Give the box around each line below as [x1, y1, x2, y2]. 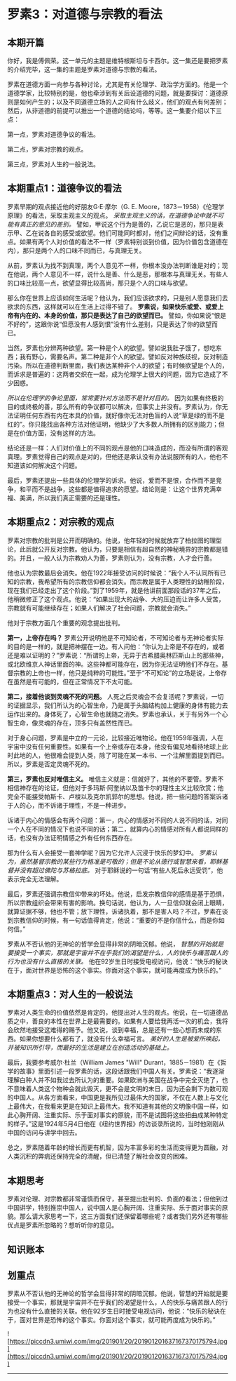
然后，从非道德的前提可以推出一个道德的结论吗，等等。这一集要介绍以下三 [7, 107, 222, 114]
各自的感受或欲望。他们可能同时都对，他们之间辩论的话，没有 [43, 229, 222, 237]
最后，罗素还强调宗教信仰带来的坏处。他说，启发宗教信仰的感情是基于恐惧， [7, 889, 228, 898]
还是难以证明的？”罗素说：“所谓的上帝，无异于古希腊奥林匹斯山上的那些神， [7, 651, 228, 660]
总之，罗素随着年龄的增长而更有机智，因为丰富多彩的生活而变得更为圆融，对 [7, 1143, 228, 1152]
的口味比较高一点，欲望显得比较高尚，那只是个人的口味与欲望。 [7, 279, 191, 287]
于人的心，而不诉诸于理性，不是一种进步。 [7, 801, 130, 809]
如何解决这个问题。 [25, 461, 81, 469]
